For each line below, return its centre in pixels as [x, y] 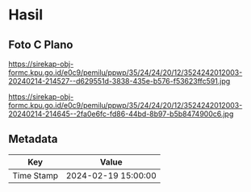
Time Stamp [36, 175]
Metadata [33, 139]
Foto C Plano [41, 45]
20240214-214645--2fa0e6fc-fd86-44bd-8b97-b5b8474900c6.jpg [121, 114]
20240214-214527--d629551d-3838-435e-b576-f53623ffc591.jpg [119, 81]
